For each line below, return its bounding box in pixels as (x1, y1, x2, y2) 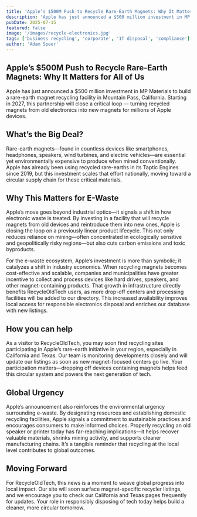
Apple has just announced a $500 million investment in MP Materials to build (6, 87, 191, 94)
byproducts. (6, 246, 35, 253)
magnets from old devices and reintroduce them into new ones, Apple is (6, 221, 181, 228)
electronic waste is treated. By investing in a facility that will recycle (6, 215, 169, 222)
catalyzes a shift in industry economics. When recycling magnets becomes (6, 263, 187, 271)
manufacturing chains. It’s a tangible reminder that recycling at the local (6, 440, 179, 447)
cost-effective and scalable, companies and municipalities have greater (6, 270, 179, 277)
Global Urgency (6, 388, 64, 398)
